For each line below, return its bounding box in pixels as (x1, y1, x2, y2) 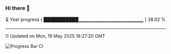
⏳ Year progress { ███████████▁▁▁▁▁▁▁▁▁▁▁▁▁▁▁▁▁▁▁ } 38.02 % (5, 16, 166, 22)
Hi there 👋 (5, 5, 31, 12)
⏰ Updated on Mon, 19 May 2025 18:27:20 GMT (5, 33, 105, 39)
